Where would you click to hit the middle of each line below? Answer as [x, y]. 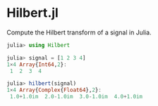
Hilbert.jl [33, 13]
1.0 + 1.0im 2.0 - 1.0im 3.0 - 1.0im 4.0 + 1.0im [76, 97]
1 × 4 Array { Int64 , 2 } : [37, 65]
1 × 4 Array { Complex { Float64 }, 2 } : [54, 90]
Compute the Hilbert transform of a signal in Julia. [79, 32]
